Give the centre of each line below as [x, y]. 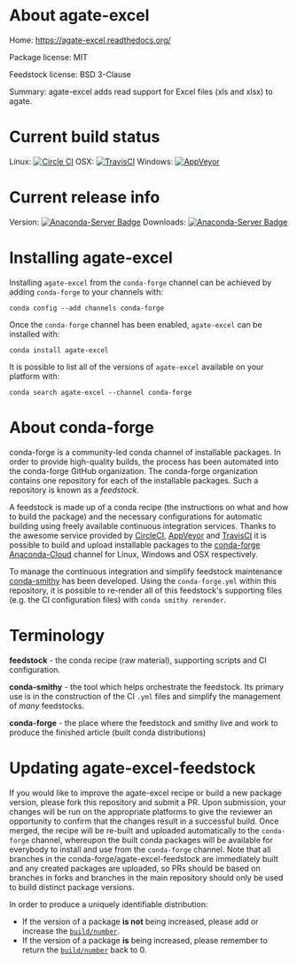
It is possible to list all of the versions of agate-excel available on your [137, 367]
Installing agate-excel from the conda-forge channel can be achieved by [141, 282]
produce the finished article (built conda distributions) [108, 732]
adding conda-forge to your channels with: [86, 292]
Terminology [57, 635]
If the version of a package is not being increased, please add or [140, 921]
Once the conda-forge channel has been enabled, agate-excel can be [136, 324]
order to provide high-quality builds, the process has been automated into [144, 462]
